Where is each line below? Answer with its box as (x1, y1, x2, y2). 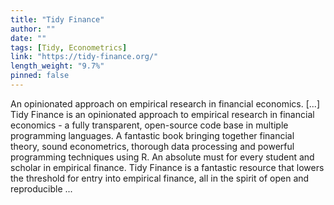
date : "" (10, 33, 47, 43)
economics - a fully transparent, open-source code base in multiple (10, 119, 289, 131)
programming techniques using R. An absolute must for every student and (10, 151, 315, 163)
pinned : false (10, 71, 70, 81)
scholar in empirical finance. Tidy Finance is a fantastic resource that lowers (10, 161, 325, 173)
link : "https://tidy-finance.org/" (10, 52, 159, 62)
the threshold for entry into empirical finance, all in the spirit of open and (10, 172, 310, 184)
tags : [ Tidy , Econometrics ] (10, 42, 128, 53)
